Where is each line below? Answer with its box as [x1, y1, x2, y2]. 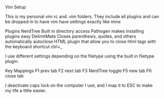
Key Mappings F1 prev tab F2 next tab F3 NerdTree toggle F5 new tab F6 [5, 68, 152, 74]
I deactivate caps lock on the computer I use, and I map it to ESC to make [5, 82, 153, 88]
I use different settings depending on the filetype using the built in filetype [5, 53, 155, 59]
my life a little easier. [5, 88, 47, 93]
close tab [5, 73, 24, 78]
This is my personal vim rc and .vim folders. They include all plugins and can [5, 14, 159, 19]
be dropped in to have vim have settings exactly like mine [5, 19, 121, 24]
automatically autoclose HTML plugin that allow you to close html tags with [5, 39, 156, 44]
